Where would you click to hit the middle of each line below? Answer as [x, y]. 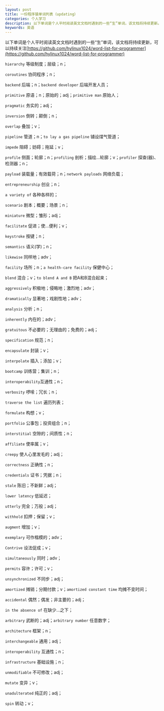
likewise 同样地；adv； [29, 257]
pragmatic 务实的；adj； [29, 106]
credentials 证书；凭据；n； [34, 475]
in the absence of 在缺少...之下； [39, 610]
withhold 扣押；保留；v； [31, 517]
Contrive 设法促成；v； [29, 548]
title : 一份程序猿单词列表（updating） [41, 14]
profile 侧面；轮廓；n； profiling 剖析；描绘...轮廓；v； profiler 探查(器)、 [82, 157]
